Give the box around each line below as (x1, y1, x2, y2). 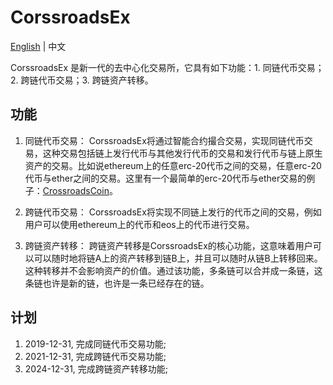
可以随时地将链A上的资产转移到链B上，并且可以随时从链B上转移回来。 (33, 252, 323, 264)
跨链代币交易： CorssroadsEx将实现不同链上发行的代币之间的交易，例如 (24, 206, 322, 218)
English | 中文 (10, 40, 67, 52)
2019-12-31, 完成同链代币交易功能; (24, 337, 167, 350)
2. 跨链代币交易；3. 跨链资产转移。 (10, 74, 154, 86)
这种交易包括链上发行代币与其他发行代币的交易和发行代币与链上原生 (42, 147, 323, 159)
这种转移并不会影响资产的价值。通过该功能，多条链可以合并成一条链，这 (24, 264, 323, 276)
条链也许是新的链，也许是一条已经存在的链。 (24, 277, 210, 289)
